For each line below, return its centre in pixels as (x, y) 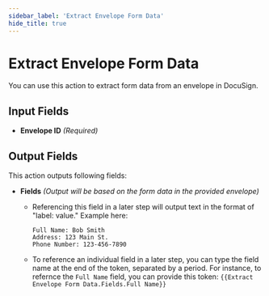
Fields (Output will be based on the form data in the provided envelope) (140, 192)
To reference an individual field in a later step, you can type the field (145, 260)
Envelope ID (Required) (59, 131)
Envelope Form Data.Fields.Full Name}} (99, 285)
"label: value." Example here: (80, 216)
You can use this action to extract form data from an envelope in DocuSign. (133, 86)
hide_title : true (38, 23)
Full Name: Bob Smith (68, 230)
